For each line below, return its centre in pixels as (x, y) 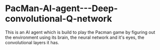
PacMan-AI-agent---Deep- (62, 8)
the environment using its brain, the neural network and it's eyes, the (75, 37)
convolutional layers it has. (32, 42)
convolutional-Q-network (59, 19)
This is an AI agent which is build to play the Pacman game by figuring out (80, 32)
